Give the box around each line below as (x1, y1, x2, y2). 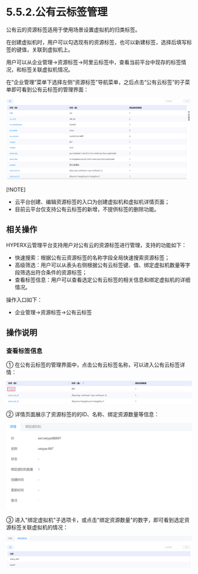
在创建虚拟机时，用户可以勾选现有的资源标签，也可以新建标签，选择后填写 (6, 38, 187, 46)
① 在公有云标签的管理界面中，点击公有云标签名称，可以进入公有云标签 (6, 361, 180, 368)
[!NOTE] (6, 186, 26, 193)
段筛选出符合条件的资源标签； (14, 268, 87, 275)
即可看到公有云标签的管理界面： (11, 86, 89, 93)
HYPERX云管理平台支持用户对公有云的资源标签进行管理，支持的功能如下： (6, 241, 187, 248)
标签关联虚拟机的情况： (11, 524, 68, 531)
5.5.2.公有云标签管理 (6, 5, 108, 19)
